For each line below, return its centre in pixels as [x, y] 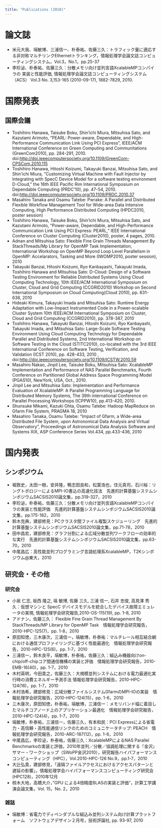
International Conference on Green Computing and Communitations [79, 148]
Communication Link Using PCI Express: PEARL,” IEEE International [79, 231]
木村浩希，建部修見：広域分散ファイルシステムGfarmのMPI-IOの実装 [80, 692]
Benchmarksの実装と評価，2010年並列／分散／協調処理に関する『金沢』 [84, 746]
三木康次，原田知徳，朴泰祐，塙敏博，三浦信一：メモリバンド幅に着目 [82, 704]
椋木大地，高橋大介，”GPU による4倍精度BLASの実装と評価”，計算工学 [82, 783]
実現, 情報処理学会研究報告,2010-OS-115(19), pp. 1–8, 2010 [83, 613]
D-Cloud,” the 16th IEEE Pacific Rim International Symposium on [75, 184]
